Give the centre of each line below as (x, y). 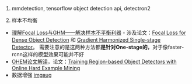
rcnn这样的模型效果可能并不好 (48, 54)
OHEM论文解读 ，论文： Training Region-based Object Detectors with (94, 61)
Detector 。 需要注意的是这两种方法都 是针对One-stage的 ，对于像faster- (98, 47)
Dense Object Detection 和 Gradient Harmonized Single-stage (86, 40)
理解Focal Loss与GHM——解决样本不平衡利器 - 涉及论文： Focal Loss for (99, 32)
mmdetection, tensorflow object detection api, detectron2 (81, 8)
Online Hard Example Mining (46, 68)
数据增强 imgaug (32, 75)
